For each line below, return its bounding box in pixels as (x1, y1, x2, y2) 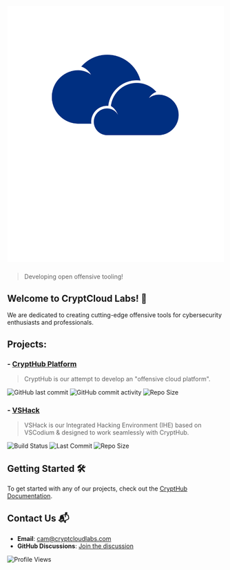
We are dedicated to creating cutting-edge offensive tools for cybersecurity (7, 311, 222, 319)
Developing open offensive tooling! (23, 272, 124, 281)
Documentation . (7, 492, 53, 500)
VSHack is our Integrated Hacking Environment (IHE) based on (23, 421, 202, 430)
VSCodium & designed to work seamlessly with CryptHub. (23, 428, 189, 437)
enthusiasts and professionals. (7, 319, 94, 327)
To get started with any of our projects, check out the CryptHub (7, 484, 188, 493)
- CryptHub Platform (7, 359, 77, 368)
